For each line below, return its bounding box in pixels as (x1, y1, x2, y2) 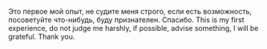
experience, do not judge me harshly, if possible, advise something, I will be (8, 24, 259, 32)
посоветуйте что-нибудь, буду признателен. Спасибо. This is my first (8, 15, 245, 24)
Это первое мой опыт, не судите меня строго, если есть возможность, (8, 7, 253, 16)
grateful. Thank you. (8, 32, 75, 41)
